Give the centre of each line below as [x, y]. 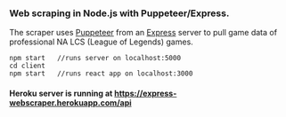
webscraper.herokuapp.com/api [70, 102]
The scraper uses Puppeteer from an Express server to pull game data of [143, 33]
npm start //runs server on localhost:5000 [95, 58]
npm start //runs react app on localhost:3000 [101, 74]
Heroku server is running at [61, 93]
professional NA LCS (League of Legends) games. [101, 42]
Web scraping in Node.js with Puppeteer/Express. [119, 13]
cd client [28, 66]
